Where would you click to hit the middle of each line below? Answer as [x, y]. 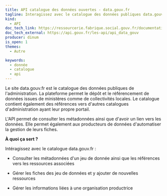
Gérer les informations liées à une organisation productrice [73, 188]
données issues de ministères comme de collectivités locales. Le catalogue [82, 99]
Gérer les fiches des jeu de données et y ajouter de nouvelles [75, 173]
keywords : [15, 60]
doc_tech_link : [21, 28]
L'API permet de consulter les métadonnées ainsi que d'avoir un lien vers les [83, 119]
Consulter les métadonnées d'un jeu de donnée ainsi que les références [86, 158]
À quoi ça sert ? [22, 139]
